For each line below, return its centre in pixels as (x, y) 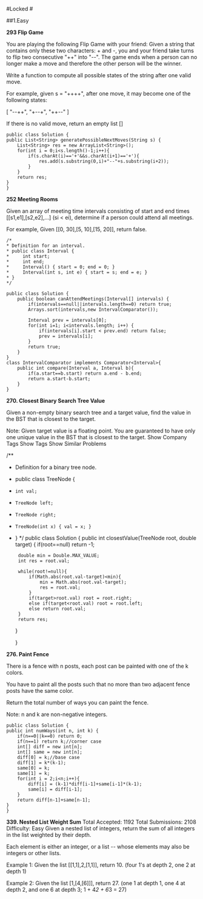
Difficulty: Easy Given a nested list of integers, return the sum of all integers (101, 828)
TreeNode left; (34, 503)
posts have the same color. (40, 691)
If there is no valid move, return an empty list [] (65, 123)
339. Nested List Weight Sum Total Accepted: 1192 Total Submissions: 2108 (101, 822)
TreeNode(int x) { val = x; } (53, 527)
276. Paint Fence (28, 654)
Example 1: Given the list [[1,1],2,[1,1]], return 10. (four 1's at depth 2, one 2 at (101, 865)
